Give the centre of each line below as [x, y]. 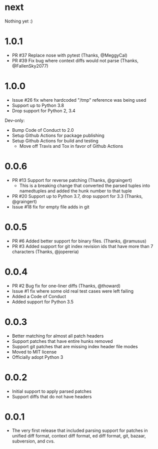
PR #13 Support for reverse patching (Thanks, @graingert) [72, 180]
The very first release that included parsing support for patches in [80, 430]
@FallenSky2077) [30, 66]
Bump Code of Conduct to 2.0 [43, 130]
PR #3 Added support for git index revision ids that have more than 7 [82, 246]
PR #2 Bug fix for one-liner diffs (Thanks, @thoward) [66, 286]
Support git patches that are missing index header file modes [75, 346]
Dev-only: [15, 120]
